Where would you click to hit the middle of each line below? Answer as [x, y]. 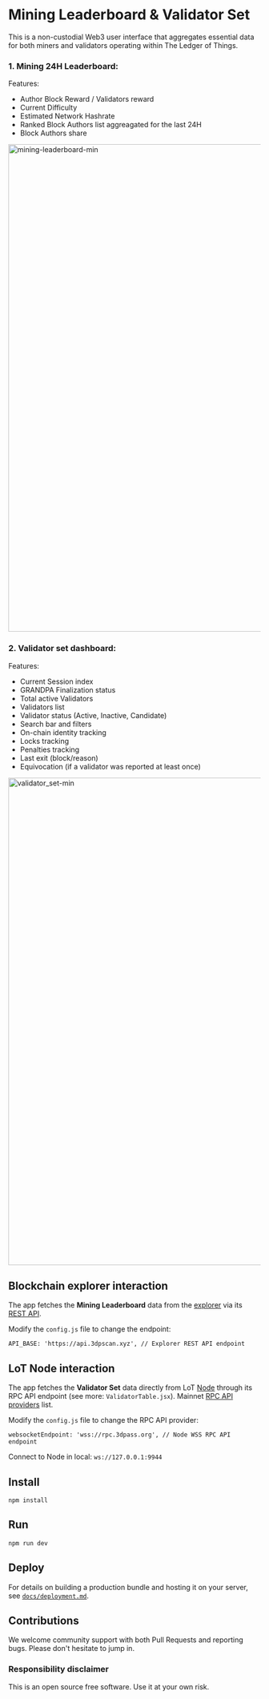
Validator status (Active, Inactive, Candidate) [93, 715]
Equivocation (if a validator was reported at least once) [110, 766]
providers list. [31, 1405]
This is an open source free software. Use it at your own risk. [109, 1686]
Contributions [44, 1620]
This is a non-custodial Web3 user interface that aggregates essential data [131, 37]
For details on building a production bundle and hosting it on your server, [128, 1587]
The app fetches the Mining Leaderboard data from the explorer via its [125, 1305]
